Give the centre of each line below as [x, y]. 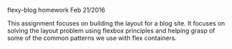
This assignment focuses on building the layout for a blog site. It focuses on [116, 23]
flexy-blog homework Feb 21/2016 [56, 10]
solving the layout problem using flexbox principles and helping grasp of [111, 31]
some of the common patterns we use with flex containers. [92, 38]
